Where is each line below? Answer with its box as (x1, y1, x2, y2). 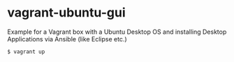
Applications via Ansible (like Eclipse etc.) (7, 34, 127, 43)
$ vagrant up (7, 48, 45, 55)
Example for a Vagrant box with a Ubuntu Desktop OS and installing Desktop (7, 28, 227, 36)
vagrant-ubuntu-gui (7, 5, 126, 21)
